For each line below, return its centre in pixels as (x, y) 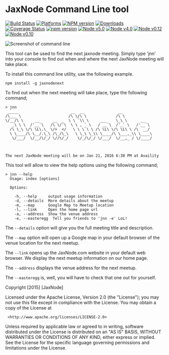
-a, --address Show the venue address (56, 214)
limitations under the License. (36, 348)
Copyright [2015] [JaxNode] (34, 287)
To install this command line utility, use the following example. (69, 74)
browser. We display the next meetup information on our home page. (77, 258)
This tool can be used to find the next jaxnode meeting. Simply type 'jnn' (81, 53)
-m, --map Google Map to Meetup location (64, 205)
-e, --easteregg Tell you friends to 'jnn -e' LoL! (71, 218)
